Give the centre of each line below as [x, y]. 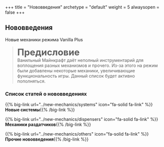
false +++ [15, 12]
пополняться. [31, 81]
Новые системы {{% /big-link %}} [40, 110]
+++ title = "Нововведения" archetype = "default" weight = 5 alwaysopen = [82, 7]
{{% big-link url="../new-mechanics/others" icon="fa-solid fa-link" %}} [77, 134]
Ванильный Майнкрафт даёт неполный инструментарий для [80, 60]
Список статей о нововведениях [46, 94]
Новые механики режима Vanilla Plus [44, 39]
